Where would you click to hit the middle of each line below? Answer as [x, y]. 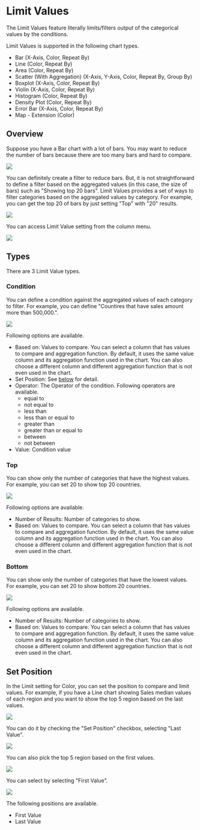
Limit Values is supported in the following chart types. [73, 46]
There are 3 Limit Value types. [44, 271]
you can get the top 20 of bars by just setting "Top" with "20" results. [92, 203]
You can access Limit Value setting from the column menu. [79, 226]
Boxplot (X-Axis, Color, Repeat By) [57, 83]
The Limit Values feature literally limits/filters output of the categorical [92, 28]
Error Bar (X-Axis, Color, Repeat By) [59, 108]
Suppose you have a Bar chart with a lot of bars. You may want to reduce [97, 148]
